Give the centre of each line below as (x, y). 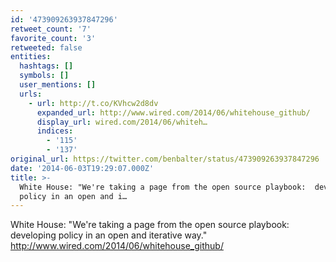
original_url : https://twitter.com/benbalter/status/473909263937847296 (165, 159)
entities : (31, 57)
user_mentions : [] (58, 85)
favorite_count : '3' (53, 38)
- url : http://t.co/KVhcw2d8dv (93, 103)
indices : (55, 131)
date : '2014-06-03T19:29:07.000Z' (82, 168)
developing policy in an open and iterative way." (109, 235)
